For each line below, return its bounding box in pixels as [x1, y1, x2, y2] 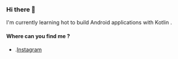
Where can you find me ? [6, 32, 71, 39]
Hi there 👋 [6, 5, 36, 14]
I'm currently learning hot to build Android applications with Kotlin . [6, 19, 172, 26]
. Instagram [14, 46, 42, 53]
